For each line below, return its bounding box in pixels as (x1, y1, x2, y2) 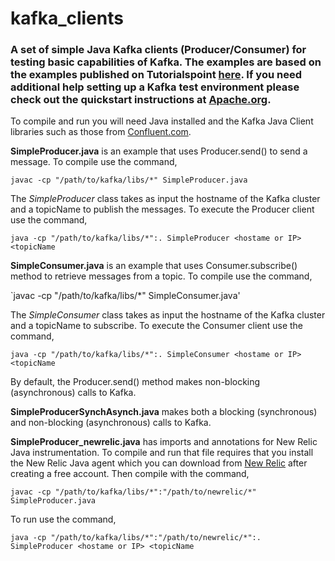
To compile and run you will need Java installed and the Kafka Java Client (10, 115, 314, 127)
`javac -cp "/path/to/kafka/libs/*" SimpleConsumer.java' (10, 290, 241, 302)
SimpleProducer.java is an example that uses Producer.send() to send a (10, 145, 308, 157)
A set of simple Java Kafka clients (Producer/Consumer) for (10, 43, 307, 57)
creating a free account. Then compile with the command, (10, 468, 250, 480)
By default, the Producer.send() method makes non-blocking (10, 376, 261, 388)
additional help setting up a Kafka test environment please (10, 80, 300, 94)
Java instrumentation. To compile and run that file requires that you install (10, 447, 314, 459)
